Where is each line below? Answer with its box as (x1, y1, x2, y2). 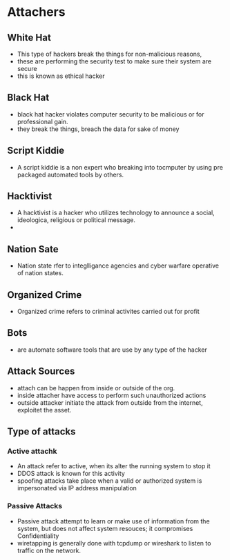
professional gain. (17, 117, 68, 126)
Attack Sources (7, 366, 75, 377)
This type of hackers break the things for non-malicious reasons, (17, 50, 202, 58)
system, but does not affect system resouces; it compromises (17, 524, 193, 532)
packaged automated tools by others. (17, 170, 124, 179)
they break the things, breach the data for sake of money (17, 125, 180, 133)
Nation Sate (7, 243, 59, 255)
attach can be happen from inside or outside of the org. (17, 383, 175, 392)
